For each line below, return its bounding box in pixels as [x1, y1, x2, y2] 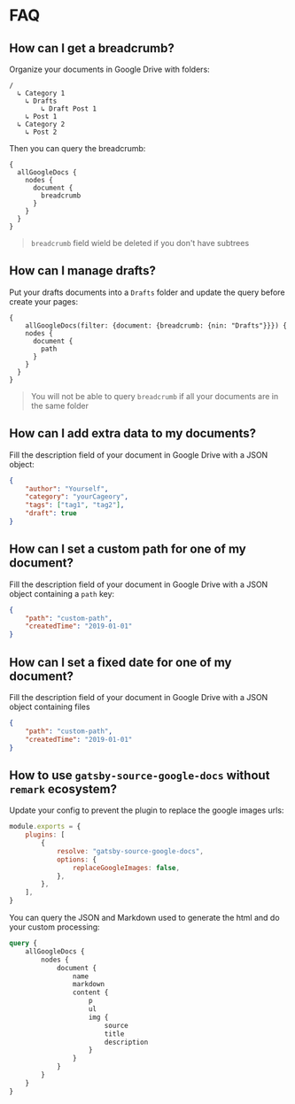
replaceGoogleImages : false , [72, 863, 180, 872]
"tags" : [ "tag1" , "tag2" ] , [25, 501, 125, 510]
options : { [56, 855, 97, 864]
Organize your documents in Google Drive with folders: [9, 64, 210, 74]
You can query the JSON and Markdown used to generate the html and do [9, 913, 281, 923]
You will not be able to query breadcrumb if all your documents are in [30, 390, 279, 401]
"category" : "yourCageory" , [25, 492, 128, 501]
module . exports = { [9, 822, 82, 831]
